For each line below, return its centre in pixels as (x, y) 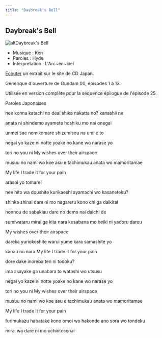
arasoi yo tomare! (24, 182)
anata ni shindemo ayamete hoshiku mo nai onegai (59, 123)
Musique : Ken (28, 53)
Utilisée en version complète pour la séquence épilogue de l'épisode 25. (81, 93)
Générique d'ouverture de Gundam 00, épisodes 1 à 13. (63, 83)
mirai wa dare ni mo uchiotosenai (40, 331)
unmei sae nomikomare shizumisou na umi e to (55, 133)
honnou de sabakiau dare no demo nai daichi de (56, 212)
